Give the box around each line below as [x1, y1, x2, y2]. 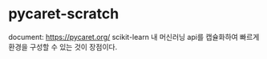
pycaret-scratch [8, 5, 119, 23]
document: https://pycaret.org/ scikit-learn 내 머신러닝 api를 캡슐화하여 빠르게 [8, 32, 260, 41]
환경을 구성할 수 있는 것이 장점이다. [8, 41, 118, 52]
